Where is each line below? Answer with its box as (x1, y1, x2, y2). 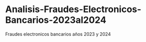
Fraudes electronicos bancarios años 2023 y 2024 (5, 31, 111, 37)
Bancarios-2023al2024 (5, 14, 106, 26)
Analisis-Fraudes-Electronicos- (5, 4, 141, 15)
